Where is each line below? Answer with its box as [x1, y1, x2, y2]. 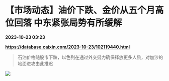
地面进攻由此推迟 [17, 60, 53, 66]
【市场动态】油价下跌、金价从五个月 [5, 5, 155, 16]
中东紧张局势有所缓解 [33, 17, 122, 29]
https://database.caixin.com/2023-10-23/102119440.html [5, 44, 130, 50]
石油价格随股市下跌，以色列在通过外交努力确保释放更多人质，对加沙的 [17, 54, 163, 60]
